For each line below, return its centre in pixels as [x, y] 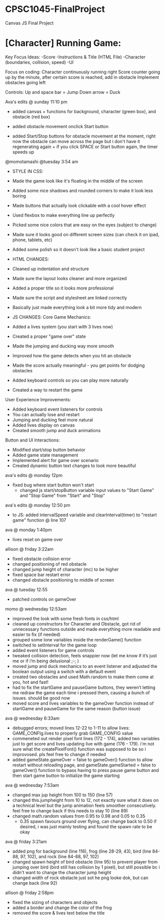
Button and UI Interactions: [33, 440]
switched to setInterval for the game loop [54, 645]
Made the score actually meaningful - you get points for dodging [79, 365]
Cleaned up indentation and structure [51, 269]
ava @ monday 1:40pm [29, 530]
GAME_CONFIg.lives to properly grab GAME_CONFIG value [73, 733]
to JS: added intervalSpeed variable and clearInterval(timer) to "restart [84, 515]
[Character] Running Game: [63, 43]
